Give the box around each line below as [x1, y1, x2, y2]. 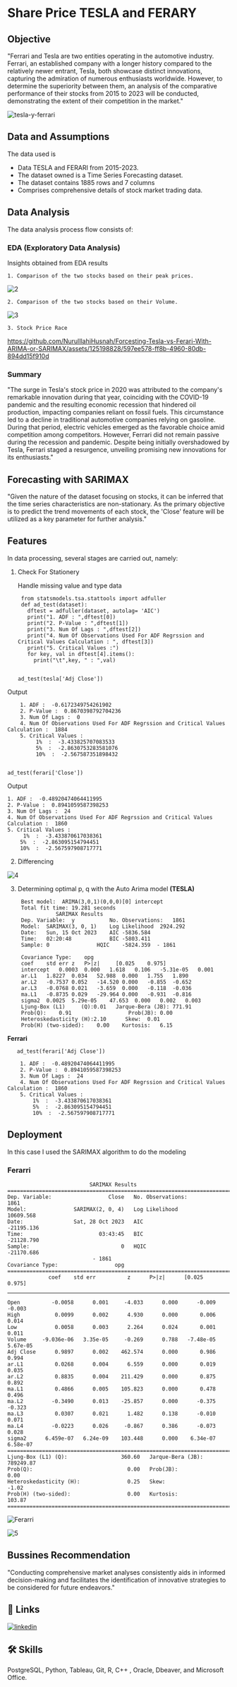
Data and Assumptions [7, 131, 110, 143]
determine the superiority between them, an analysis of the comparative [7, 82, 217, 90]
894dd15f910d [7, 352, 49, 360]
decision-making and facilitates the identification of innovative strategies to [7, 1575, 226, 1584]
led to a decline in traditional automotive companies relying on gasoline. [7, 415, 217, 424]
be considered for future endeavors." [7, 1583, 115, 1592]
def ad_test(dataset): [20, 601, 88, 608]
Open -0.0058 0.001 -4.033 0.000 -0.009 [7, 1299, 217, 1306]
